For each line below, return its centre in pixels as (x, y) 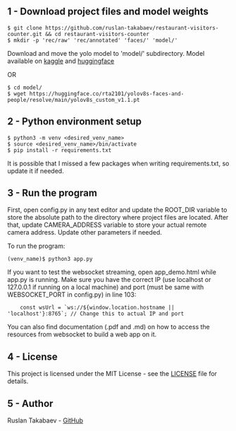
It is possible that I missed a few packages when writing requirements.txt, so (118, 163)
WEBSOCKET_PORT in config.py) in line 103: (72, 295)
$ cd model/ (25, 88)
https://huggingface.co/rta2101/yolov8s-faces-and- (107, 94)
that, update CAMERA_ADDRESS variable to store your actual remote (107, 225)
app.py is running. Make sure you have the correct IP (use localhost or (109, 280)
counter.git (25, 34)
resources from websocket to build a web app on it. (82, 334)
